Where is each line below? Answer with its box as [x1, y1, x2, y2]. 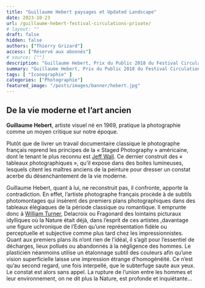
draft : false [6, 32, 40, 38]
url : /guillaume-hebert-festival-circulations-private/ [6, 20, 151, 26]
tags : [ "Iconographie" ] [6, 71, 72, 77]
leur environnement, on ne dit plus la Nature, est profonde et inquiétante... [6, 275, 192, 282]
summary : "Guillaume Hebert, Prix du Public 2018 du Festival [6, 65, 168, 72]
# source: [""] [6, 54, 45, 60]
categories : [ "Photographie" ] [6, 77, 84, 83]
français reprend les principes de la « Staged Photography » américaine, [6, 146, 189, 153]
